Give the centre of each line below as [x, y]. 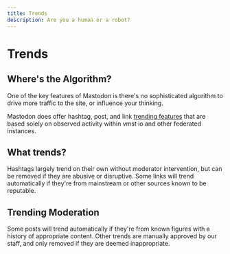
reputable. [22, 191]
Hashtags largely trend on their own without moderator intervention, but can [115, 169]
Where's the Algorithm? [59, 79]
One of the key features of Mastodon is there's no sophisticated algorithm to [115, 95]
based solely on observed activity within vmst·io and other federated [104, 124]
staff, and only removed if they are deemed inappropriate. [89, 244]
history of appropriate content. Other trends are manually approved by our [112, 236]
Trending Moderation [53, 212]
